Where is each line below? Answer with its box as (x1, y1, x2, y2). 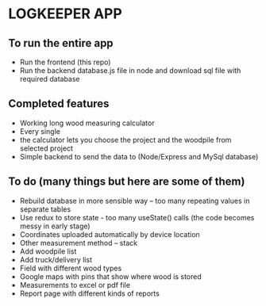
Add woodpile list (19, 247, 77, 256)
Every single (19, 126, 61, 136)
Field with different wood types (19, 263, 122, 273)
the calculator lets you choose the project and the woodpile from (19, 135, 232, 144)
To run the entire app (8, 36, 114, 50)
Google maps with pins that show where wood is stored (19, 271, 202, 281)
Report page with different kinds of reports (19, 289, 160, 298)
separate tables (19, 204, 71, 214)
